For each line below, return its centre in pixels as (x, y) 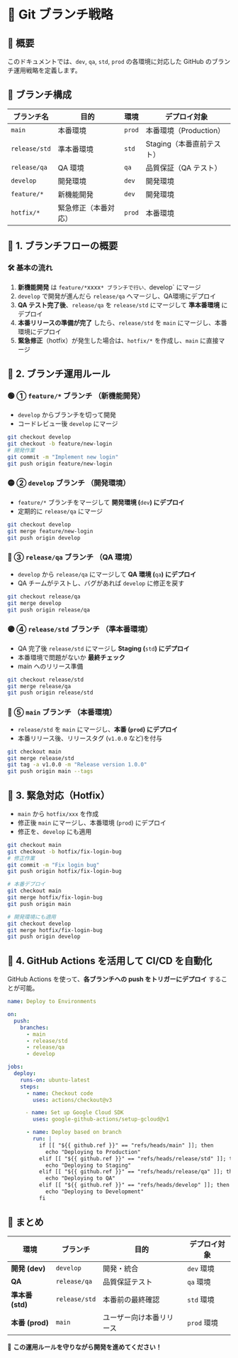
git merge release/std (41, 758)
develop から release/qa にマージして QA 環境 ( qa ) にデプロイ (107, 574)
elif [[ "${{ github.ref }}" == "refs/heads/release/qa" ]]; (131, 1172)
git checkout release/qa (44, 597)
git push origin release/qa (49, 610)
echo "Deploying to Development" (94, 1192)
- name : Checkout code (59, 1093)
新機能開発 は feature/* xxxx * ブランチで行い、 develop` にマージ (109, 287)
